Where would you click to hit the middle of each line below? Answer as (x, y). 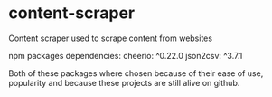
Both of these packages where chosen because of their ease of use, (136, 73)
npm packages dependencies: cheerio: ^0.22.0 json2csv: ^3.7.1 (126, 55)
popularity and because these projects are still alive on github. (124, 82)
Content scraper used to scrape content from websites (111, 38)
